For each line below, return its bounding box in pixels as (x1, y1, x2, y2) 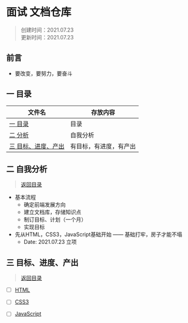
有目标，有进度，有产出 (70, 142, 136, 150)
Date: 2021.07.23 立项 (23, 238, 77, 246)
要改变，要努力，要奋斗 (14, 70, 73, 77)
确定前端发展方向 (23, 201, 66, 209)
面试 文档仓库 (6, 5, 71, 19)
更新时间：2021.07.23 (20, 33, 74, 41)
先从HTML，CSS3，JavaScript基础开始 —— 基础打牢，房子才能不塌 (14, 231, 183, 238)
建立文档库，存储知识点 (23, 209, 82, 216)
